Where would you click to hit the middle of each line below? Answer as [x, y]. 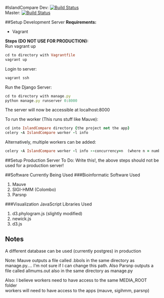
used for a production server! [35, 165]
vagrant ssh [17, 78]
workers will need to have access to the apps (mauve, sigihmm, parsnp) [77, 290]
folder [11, 285]
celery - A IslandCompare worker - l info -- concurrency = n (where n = [77, 151]
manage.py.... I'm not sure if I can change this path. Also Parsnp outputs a [79, 265]
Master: [13, 13]
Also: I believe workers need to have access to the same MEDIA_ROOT [76, 280]
